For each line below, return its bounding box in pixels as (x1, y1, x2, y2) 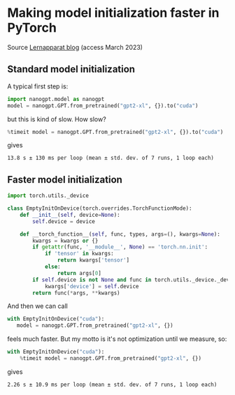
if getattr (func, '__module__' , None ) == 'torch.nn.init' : (32, 243, 208, 250)
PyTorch (7, 20, 57, 36)
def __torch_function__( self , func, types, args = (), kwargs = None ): (20, 230, 220, 238)
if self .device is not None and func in (32, 276, 152, 283)
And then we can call (7, 302, 68, 310)
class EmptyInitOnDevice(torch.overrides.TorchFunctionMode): (7, 205, 192, 212)
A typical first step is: (7, 82, 69, 91)
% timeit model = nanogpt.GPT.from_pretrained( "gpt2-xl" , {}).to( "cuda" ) (7, 128, 224, 135)
